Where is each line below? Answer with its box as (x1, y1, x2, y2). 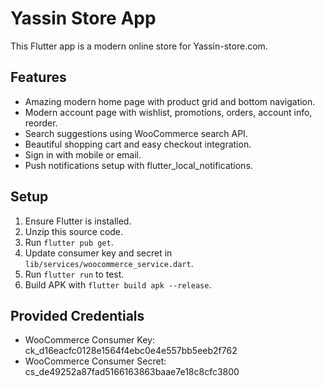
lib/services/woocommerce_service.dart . (24, 257, 194, 269)
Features (10, 69, 67, 86)
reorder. (24, 117, 58, 129)
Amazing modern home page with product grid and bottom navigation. (24, 95, 316, 107)
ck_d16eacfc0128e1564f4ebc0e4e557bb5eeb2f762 (24, 345, 238, 357)
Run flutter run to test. (24, 268, 125, 280)
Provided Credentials (10, 307, 145, 324)
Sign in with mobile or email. (24, 148, 142, 161)
